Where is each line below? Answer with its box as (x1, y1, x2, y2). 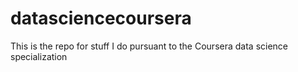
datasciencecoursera (10, 7, 192, 30)
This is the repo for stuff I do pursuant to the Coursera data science (10, 40, 289, 52)
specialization (10, 50, 68, 62)
